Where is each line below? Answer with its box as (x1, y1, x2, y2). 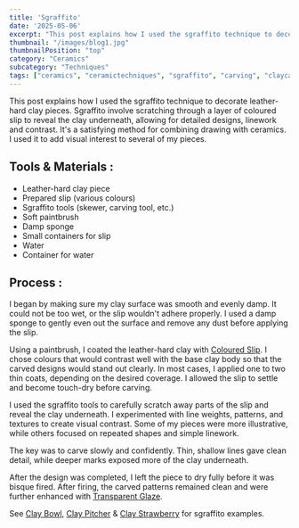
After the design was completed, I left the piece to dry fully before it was (9, 472, 275, 483)
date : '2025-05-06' (9, 21, 82, 30)
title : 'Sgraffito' (9, 12, 82, 22)
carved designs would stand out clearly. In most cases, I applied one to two (9, 363, 287, 375)
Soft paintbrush (21, 211, 79, 222)
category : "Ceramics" (9, 54, 90, 63)
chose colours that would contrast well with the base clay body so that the (9, 354, 282, 365)
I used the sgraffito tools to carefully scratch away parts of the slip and (9, 400, 269, 410)
